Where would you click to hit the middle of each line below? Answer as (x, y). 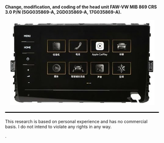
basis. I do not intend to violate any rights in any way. (58, 127)
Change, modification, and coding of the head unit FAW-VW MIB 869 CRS (81, 7)
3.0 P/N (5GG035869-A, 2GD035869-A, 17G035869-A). (63, 12)
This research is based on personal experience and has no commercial (76, 122)
